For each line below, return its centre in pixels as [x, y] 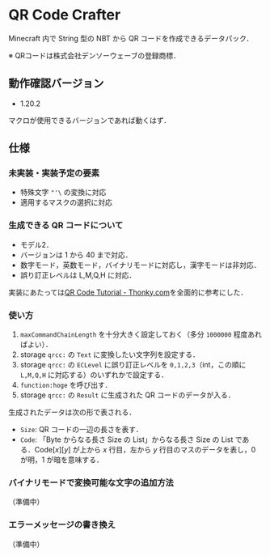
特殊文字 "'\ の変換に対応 [63, 193]
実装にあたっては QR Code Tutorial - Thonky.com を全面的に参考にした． [128, 292]
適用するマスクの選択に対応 [66, 202]
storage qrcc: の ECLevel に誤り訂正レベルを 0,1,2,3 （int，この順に [133, 365]
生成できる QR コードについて [66, 226]
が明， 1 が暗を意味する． [61, 460]
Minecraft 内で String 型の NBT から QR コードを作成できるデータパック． [131, 38]
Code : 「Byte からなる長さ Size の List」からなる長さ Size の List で [131, 439]
